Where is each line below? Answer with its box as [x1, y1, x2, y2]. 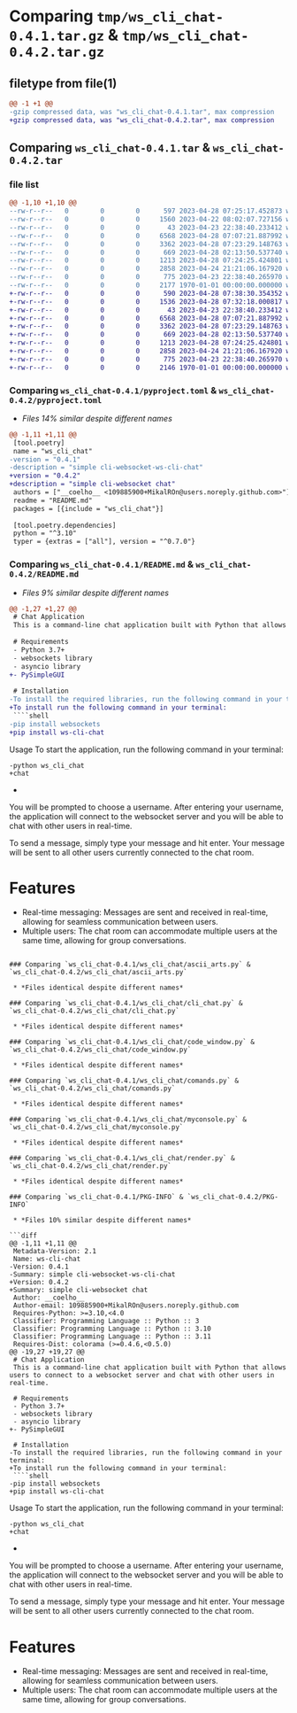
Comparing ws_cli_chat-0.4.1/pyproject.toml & [9, 384, 217, 396]
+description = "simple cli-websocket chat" [9, 480, 176, 489]
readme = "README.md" [12, 496, 93, 505]
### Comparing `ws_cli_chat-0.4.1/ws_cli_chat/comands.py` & [9, 1076, 240, 1086]
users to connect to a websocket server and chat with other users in [9, 1371, 275, 1380]
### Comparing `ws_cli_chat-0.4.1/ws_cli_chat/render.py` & [9, 1154, 236, 1163]
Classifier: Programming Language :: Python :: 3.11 [12, 1332, 212, 1341]
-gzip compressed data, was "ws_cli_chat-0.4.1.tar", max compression [9, 107, 275, 116]
